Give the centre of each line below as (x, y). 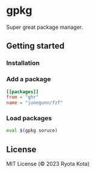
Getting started (35, 46)
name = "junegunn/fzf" (35, 103)
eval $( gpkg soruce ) (32, 131)
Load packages (29, 118)
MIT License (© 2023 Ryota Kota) (48, 164)
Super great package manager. (44, 27)
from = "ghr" (23, 97)
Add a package (29, 79)
